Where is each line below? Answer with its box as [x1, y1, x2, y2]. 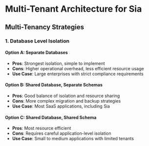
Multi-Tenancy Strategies [5, 23, 85, 31]
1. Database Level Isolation [5, 38, 70, 44]
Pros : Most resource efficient [12, 125, 71, 131]
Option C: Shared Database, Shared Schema [5, 114, 97, 120]
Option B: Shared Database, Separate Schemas [5, 82, 103, 88]
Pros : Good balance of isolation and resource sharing [12, 93, 120, 99]
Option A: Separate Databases [5, 50, 68, 56]
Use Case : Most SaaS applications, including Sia [12, 103, 110, 109]
